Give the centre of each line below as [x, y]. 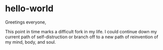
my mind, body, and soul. [31, 42]
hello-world [29, 9]
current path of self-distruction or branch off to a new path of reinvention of [82, 37]
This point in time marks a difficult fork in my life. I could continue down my [81, 31]
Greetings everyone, [26, 22]
